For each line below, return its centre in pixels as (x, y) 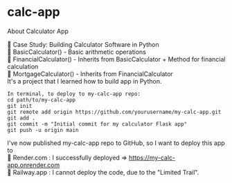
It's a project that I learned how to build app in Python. (84, 81)
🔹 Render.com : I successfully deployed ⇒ (67, 157)
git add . (21, 118)
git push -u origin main (43, 130)
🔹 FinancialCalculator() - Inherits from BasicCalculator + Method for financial (116, 59)
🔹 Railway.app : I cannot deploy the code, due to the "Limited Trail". (103, 172)
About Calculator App (38, 31)
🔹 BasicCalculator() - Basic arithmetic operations (77, 52)
